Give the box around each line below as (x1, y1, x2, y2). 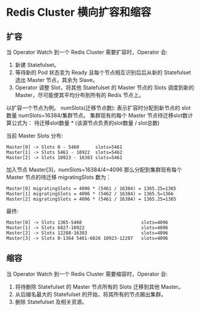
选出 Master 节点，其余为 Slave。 (14, 77, 98, 83)
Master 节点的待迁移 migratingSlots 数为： (6, 174, 111, 181)
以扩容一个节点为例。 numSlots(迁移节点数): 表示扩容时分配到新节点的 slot (6, 104, 191, 112)
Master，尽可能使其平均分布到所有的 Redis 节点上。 (14, 92, 145, 98)
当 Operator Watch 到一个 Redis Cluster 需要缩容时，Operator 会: (6, 270, 168, 277)
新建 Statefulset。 (14, 61, 60, 68)
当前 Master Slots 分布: (6, 132, 63, 139)
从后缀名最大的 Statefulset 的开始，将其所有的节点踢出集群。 (14, 291, 167, 298)
